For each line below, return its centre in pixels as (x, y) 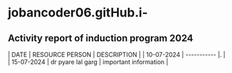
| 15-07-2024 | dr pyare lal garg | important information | (88, 62)
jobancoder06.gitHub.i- (78, 13)
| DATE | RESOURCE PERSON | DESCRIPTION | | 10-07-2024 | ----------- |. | (117, 54)
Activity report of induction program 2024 (100, 38)
